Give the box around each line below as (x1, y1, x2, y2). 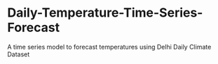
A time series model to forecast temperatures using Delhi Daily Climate (7, 42, 212, 51)
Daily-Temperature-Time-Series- (7, 5, 203, 21)
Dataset (7, 50, 30, 58)
